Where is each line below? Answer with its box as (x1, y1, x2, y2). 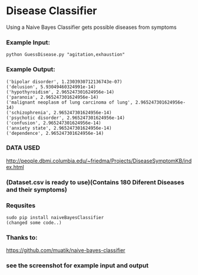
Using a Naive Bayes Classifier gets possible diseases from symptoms (6, 24, 177, 31)
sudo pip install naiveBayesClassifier (6, 215, 104, 221)
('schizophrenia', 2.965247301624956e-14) (6, 110, 112, 115)
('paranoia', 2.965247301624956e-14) (6, 94, 99, 100)
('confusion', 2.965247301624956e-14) (6, 120, 101, 126)
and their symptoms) (6, 185, 68, 194)
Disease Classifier (6, 4, 97, 18)
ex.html (6, 163, 25, 170)
